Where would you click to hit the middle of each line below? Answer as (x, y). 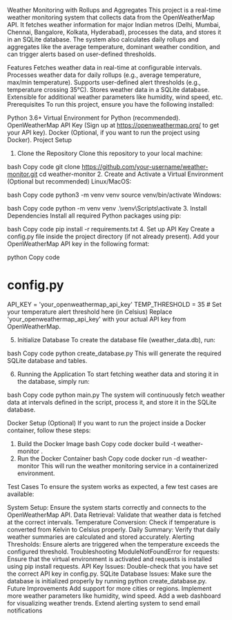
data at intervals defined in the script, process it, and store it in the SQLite (112, 402)
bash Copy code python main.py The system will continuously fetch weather (116, 395)
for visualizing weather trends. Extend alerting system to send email (104, 603)
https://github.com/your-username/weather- (145, 167)
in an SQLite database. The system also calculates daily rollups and (103, 39)
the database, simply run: (53, 381)
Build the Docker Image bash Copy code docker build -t (96, 443)
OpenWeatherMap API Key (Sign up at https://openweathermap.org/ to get (113, 125)
